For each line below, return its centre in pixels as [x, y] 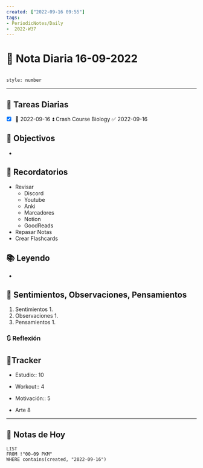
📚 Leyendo [28, 258]
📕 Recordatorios [37, 172]
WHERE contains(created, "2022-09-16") [56, 459]
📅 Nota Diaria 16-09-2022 [72, 59]
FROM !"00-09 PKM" [29, 454]
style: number [24, 80]
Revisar [24, 187]
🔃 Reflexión [24, 338]
